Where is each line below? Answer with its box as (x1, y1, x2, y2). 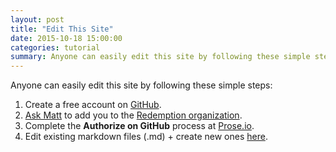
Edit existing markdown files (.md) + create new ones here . (24, 131, 268, 143)
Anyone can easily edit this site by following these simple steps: (10, 79, 273, 91)
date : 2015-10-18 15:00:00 (10, 33, 123, 43)
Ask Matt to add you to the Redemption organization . (24, 109, 243, 121)
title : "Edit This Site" (10, 24, 114, 34)
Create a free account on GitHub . (24, 99, 162, 111)
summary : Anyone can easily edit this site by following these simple (10, 52, 311, 62)
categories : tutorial (10, 42, 101, 53)
